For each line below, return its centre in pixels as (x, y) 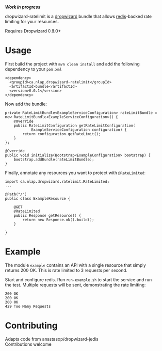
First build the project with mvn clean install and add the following (72, 64)
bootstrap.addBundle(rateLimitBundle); (54, 160)
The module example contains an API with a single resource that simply (76, 265)
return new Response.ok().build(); (58, 220)
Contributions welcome (28, 344)
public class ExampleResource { (38, 198)
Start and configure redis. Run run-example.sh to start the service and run (79, 279)
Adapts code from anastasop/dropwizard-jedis (52, 339)
